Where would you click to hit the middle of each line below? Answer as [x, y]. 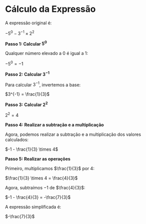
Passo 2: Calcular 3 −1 [27, 74]
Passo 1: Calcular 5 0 [26, 43]
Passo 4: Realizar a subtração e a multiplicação [55, 124]
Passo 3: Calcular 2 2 [26, 104]
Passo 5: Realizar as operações [38, 159]
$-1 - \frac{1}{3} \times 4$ [32, 149]
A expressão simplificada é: [33, 207]
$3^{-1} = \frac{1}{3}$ [27, 94]
